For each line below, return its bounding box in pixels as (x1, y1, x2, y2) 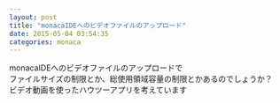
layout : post (9, 12, 58, 22)
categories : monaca (9, 37, 82, 47)
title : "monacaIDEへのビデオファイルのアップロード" (9, 21, 187, 30)
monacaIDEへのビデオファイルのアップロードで (9, 63, 183, 73)
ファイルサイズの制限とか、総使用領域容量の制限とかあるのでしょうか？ (9, 74, 273, 85)
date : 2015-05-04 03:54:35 (9, 29, 109, 38)
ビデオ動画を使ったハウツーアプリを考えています (9, 85, 188, 95)
